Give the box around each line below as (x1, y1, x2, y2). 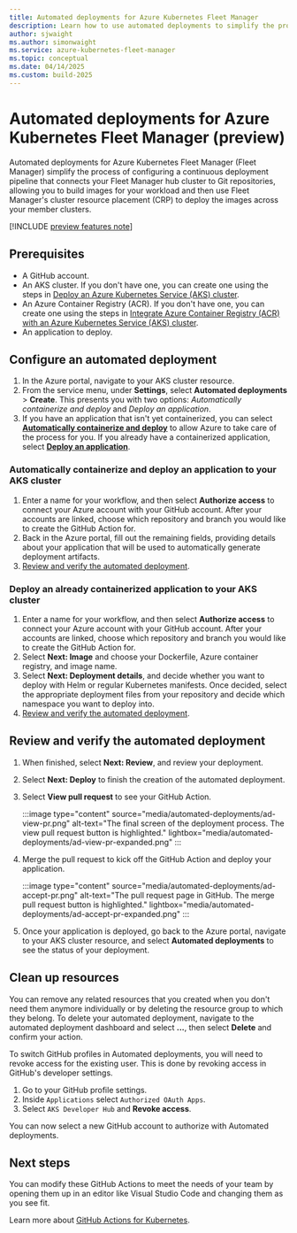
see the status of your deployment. (21, 944, 150, 955)
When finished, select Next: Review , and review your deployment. (21, 757, 263, 767)
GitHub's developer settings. (9, 1067, 113, 1078)
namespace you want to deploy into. (21, 698, 155, 709)
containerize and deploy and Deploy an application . (21, 404, 211, 414)
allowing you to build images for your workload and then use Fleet (9, 185, 250, 196)
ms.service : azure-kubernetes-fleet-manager (9, 46, 176, 55)
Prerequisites (9, 247, 85, 262)
